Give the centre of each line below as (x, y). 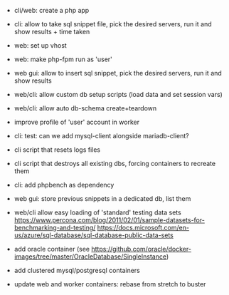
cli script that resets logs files (57, 150)
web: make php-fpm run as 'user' (63, 59)
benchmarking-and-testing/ (55, 228)
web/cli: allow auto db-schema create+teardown (85, 108)
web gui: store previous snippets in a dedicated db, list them (102, 198)
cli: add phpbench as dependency (64, 185)
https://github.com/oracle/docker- (142, 249)
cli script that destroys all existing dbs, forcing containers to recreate (114, 164)
